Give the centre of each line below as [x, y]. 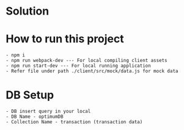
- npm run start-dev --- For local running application [78, 66]
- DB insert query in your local [48, 111]
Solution [28, 11]
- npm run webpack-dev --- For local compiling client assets [86, 61]
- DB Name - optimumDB [35, 117]
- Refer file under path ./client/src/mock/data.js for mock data [92, 71]
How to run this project [65, 39]
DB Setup [30, 95]
